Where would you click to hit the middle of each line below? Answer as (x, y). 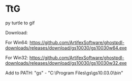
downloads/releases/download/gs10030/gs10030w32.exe (66, 63)
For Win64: (17, 42)
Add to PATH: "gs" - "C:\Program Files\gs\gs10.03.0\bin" (64, 73)
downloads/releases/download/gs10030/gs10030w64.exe (66, 48)
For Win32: (17, 57)
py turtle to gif (20, 23)
